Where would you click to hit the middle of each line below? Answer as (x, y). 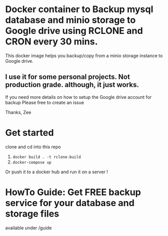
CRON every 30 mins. (52, 42)
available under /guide (29, 228)
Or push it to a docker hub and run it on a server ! (57, 172)
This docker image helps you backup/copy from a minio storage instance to (84, 55)
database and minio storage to (70, 20)
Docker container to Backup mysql (79, 9)
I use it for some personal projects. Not (68, 77)
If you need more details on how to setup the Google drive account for (78, 97)
